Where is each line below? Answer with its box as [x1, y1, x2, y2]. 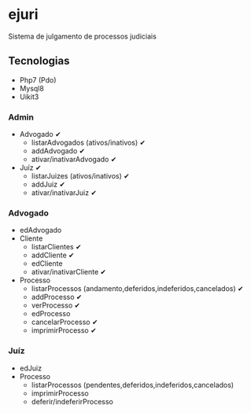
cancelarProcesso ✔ [31, 317, 98, 327]
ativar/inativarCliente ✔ [31, 267, 107, 277]
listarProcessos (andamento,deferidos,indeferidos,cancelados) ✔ [31, 284, 244, 293]
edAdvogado [19, 226, 62, 235]
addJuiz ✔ [31, 179, 65, 190]
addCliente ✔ [31, 250, 75, 260]
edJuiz [19, 363, 42, 373]
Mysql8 [19, 83, 45, 93]
